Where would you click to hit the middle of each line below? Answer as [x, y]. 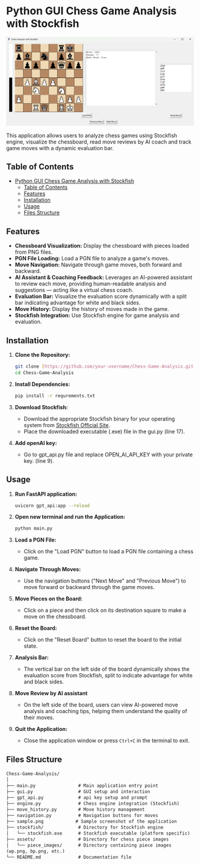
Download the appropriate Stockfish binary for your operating [99, 419]
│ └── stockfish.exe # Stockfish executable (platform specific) [98, 833]
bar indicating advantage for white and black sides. [78, 303]
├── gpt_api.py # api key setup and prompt [77, 798]
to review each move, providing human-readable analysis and [90, 284]
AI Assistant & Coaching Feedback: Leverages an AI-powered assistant [103, 278]
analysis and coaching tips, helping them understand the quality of [105, 711]
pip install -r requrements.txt [55, 396]
